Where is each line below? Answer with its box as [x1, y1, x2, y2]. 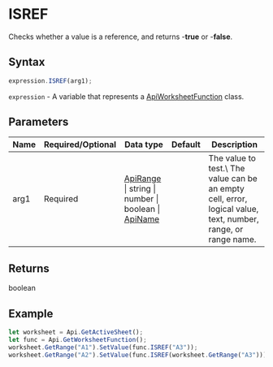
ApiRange [123, 173, 162, 184]
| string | [123, 183, 157, 195]
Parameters [8, 115, 69, 129]
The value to [208, 153, 256, 164]
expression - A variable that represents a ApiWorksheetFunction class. [8, 91, 245, 101]
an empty [208, 183, 245, 195]
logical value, [208, 204, 259, 215]
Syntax [8, 55, 45, 69]
